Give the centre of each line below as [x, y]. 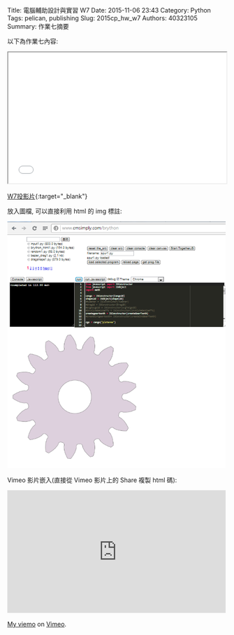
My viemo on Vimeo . [37, 625]
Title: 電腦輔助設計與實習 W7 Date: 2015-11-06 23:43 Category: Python [109, 10]
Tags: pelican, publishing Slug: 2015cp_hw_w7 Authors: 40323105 [102, 18]
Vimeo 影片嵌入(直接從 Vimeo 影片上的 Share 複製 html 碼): [92, 480]
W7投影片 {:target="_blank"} [47, 196]
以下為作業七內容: [33, 41]
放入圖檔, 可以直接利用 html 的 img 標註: [65, 211]
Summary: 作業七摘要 [38, 26]
